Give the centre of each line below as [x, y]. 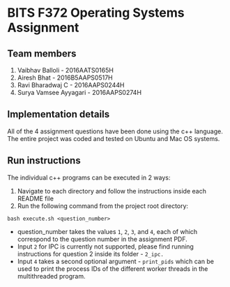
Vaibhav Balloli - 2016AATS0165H [65, 70]
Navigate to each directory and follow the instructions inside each [112, 191]
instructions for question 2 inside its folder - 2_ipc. [90, 253]
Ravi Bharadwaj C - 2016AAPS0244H [71, 85]
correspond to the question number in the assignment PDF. [102, 239]
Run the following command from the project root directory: [103, 206]
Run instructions [44, 161]
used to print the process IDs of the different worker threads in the [113, 268]
